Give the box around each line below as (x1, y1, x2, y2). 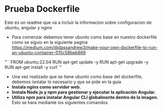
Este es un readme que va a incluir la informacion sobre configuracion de (4, 19, 152, 25)
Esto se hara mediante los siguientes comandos (11, 99, 108, 105)
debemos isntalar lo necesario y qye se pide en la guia (11, 79, 122, 85)
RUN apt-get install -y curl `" (4, 64, 62, 70)
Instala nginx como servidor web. (11, 84, 81, 90)
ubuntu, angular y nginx (4, 24, 52, 30)
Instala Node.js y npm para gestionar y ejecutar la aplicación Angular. (11, 89, 156, 95)
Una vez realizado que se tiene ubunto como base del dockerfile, (11, 73, 143, 79)
